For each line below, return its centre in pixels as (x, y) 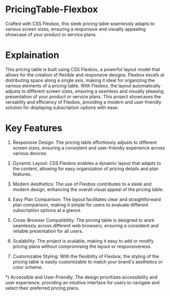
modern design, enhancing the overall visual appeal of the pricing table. (88, 189)
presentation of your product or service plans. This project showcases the (83, 96)
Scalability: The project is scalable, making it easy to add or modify (83, 241)
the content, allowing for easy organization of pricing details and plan (86, 168)
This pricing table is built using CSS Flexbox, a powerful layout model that (83, 69)
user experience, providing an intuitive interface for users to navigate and (82, 282)
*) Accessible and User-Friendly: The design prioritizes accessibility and (81, 277)
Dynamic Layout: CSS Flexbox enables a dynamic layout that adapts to (87, 163)
